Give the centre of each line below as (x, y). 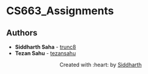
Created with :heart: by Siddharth (101, 65)
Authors (22, 33)
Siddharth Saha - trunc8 (45, 47)
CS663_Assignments (60, 11)
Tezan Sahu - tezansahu (45, 53)
